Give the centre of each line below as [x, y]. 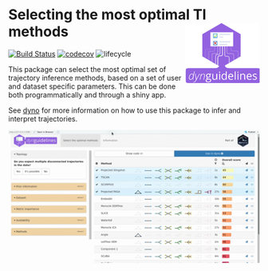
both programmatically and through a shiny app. [87, 94]
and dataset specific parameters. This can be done [92, 86]
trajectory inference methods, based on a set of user [95, 78]
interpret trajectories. [43, 118]
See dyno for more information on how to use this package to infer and [125, 110]
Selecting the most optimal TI [107, 15]
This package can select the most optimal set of [87, 69]
